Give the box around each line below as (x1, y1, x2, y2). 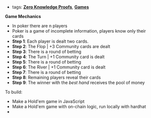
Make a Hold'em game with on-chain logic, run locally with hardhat (12, 104, 147, 109)
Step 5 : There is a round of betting (12, 59, 82, 65)
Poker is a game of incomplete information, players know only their (12, 28, 146, 34)
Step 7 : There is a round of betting (12, 69, 81, 75)
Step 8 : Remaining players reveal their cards (12, 75, 101, 80)
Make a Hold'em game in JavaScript (12, 99, 85, 104)
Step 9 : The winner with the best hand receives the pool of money (12, 80, 145, 85)
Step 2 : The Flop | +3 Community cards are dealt (12, 44, 111, 49)
